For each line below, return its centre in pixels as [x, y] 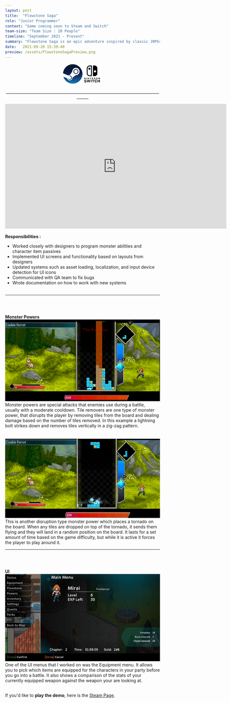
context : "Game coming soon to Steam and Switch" [57, 26]
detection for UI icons [34, 272]
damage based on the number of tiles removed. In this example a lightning [80, 420]
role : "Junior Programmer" [33, 21]
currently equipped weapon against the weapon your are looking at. [74, 680]
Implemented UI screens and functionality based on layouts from [78, 256]
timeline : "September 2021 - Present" [45, 36]
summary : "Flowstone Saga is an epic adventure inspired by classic [77, 42]
